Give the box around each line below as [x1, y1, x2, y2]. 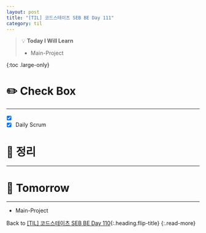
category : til [6, 20, 43, 26]
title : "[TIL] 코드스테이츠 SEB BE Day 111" [6, 15, 115, 21]
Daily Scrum [15, 121, 47, 129]
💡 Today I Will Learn [21, 37, 74, 45]
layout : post [6, 9, 40, 15]
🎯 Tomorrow [6, 181, 70, 195]
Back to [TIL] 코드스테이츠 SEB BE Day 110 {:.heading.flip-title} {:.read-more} [6, 220, 196, 227]
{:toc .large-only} [6, 61, 50, 69]
